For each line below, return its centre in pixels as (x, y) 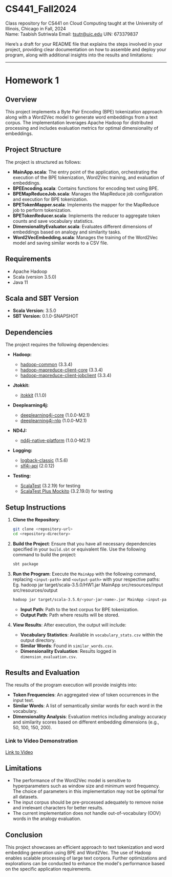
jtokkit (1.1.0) (34, 395)
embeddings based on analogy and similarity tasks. (67, 232)
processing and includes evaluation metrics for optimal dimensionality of (82, 128)
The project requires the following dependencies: (57, 345)
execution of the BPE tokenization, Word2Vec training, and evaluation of (89, 177)
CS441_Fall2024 (41, 9)
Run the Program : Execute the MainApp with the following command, (84, 574)
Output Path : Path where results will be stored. (70, 615)
